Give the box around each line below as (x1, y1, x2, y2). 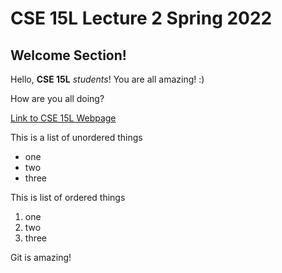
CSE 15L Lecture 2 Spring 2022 (10, 7, 273, 30)
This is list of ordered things (10, 192, 126, 203)
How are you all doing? (10, 93, 105, 104)
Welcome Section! (10, 47, 127, 64)
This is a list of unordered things (10, 132, 143, 143)
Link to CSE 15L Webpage (10, 112, 117, 124)
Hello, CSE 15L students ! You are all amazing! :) (10, 73, 205, 85)
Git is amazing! (10, 252, 72, 263)
